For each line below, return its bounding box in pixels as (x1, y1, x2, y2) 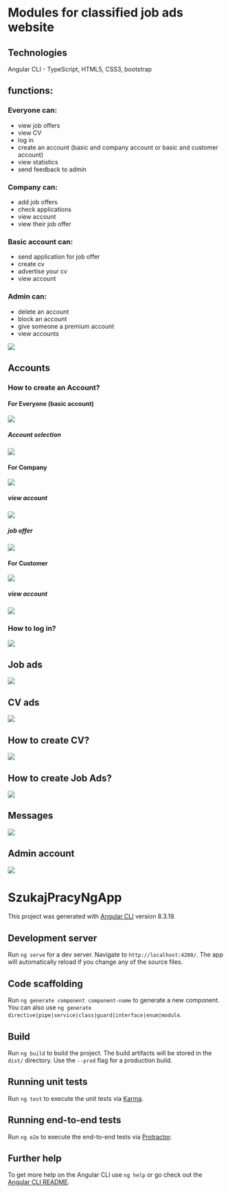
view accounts (17, 329, 59, 338)
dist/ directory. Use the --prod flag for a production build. (8, 1056, 172, 1064)
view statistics (17, 158, 58, 166)
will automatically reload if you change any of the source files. (8, 958, 183, 966)
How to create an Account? (8, 383, 100, 392)
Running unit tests (8, 1076, 88, 1088)
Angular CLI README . (8, 1178, 70, 1186)
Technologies (8, 47, 68, 58)
